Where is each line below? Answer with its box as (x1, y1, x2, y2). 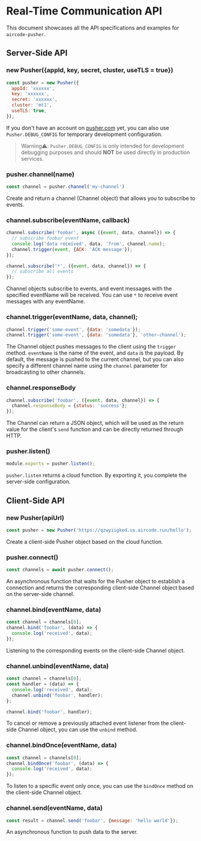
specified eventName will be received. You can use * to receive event (6, 291, 178, 299)
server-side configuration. (6, 478, 71, 485)
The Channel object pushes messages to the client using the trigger (6, 343, 176, 350)
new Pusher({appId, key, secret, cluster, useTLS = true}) (6, 66, 173, 75)
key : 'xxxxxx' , (11, 91, 50, 97)
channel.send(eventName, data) (6, 804, 103, 812)
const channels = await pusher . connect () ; (6, 567, 114, 573)
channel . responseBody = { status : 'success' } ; (11, 403, 128, 409)
